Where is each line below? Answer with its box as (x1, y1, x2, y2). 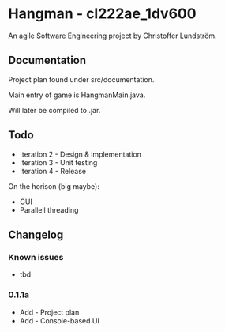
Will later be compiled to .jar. (8, 105, 101, 115)
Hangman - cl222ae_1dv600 (8, 5, 197, 23)
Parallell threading (19, 205, 79, 214)
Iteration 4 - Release (19, 166, 87, 175)
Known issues (8, 251, 64, 262)
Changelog (8, 228, 64, 241)
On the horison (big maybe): (8, 181, 100, 191)
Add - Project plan (19, 307, 80, 317)
